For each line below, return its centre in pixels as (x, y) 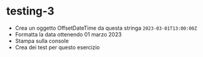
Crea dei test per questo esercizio (57, 47)
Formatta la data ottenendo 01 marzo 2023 (68, 34)
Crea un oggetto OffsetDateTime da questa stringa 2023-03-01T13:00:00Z (106, 28)
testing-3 (30, 11)
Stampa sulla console (42, 41)
